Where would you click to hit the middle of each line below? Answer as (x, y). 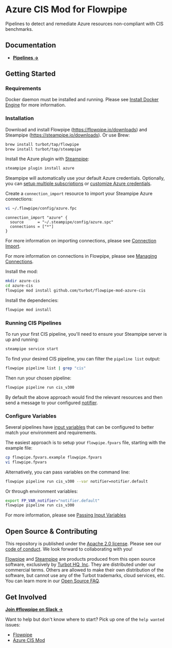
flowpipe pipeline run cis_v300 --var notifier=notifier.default (77, 481)
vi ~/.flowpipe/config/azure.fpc (41, 208)
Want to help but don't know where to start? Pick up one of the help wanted (85, 619)
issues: (13, 624)
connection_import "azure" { (36, 218)
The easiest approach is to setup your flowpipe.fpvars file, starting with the (85, 442)
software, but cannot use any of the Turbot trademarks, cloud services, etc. (85, 576)
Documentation (31, 45)
